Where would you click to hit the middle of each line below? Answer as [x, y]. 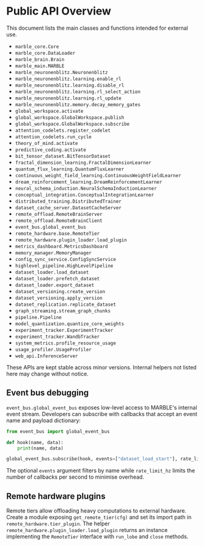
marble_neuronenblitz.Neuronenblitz [61, 72]
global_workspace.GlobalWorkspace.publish [70, 117]
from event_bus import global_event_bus [58, 431]
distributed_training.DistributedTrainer [68, 201]
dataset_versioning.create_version [60, 292]
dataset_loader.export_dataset [55, 285]
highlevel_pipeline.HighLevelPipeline [64, 266]
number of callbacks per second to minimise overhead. [75, 477]
